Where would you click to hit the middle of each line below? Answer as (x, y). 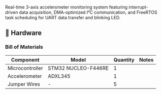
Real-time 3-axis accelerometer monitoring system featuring (66, 7)
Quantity (124, 60)
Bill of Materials (24, 47)
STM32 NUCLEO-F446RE (78, 68)
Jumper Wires (24, 84)
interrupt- (138, 7)
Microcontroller (25, 68)
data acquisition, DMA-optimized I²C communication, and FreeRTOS (88, 12)
